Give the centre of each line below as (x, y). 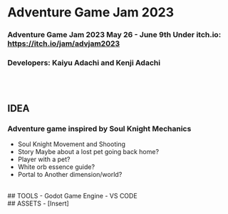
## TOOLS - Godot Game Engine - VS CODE (72, 196)
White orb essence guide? (56, 167)
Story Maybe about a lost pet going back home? (88, 152)
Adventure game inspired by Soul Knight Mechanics (99, 128)
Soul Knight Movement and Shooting (72, 144)
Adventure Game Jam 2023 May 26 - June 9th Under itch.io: (114, 35)
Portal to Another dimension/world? (70, 175)
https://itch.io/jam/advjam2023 (64, 44)
